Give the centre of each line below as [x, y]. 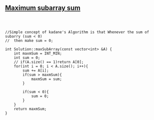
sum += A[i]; [36, 70]
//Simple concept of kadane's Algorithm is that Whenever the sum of [77, 32]
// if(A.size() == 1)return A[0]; [49, 62]
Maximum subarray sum [43, 8]
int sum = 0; [27, 58]
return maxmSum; [30, 109]
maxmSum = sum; [47, 79]
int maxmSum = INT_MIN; [38, 53]
